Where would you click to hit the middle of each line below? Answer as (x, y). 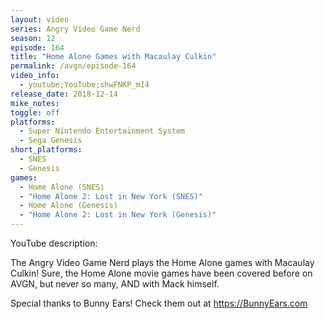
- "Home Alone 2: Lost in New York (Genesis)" (118, 215)
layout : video (40, 19)
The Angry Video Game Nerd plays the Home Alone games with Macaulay (162, 262)
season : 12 (33, 38)
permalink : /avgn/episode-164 (73, 66)
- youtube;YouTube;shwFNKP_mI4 (84, 85)
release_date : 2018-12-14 (64, 94)
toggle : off (35, 112)
